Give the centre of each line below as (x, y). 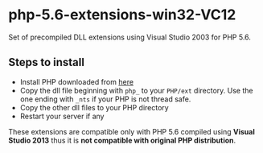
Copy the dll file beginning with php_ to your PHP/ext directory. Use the (136, 90)
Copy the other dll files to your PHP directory (94, 107)
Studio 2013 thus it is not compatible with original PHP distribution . (122, 140)
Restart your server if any (62, 116)
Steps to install (46, 62)
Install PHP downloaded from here (77, 81)
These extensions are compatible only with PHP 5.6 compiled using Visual (131, 131)
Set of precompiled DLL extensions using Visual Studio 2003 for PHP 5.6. (130, 37)
